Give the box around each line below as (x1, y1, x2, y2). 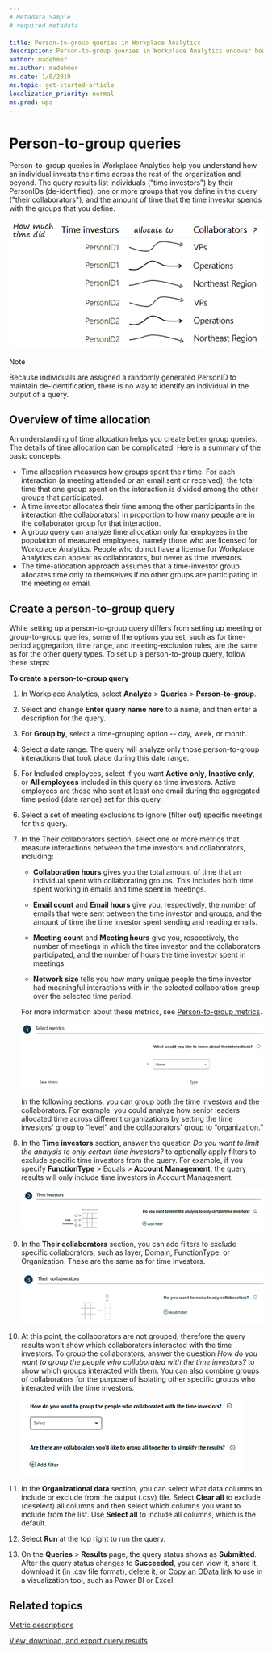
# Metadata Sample (9, 13, 71, 21)
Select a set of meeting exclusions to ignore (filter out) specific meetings (20, 810, 263, 820)
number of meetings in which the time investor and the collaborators (32, 942, 261, 951)
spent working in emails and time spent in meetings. (32, 884, 207, 894)
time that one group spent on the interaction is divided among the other (20, 485, 259, 494)
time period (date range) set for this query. (20, 795, 163, 804)
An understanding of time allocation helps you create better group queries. (9, 434, 257, 444)
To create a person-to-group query (9, 673, 130, 683)
